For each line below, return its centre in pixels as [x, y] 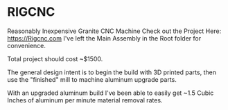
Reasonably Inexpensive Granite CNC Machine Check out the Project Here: [114, 31]
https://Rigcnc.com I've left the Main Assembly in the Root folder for [104, 38]
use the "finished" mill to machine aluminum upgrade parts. [92, 79]
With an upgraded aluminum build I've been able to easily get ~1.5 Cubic [111, 93]
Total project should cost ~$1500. [55, 58]
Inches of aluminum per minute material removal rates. [85, 100]
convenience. [27, 45]
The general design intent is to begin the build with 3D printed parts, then [112, 72]
